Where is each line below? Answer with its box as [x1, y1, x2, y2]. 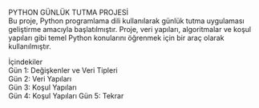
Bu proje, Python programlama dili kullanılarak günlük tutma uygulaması [8, 16, 245, 26]
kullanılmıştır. [8, 42, 52, 51]
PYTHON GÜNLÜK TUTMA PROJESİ [8, 8, 128, 17]
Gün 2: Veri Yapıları [8, 74, 72, 83]
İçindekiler [8, 57, 43, 66]
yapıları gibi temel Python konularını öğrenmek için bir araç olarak [8, 33, 225, 42]
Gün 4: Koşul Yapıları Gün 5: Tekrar [8, 91, 124, 100]
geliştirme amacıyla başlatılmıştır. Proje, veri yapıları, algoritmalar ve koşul [8, 25, 251, 34]
